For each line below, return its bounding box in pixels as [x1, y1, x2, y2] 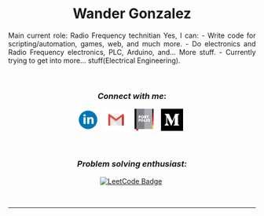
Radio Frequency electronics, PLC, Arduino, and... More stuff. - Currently [8, 47, 256, 57]
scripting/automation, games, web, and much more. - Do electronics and [8, 38, 256, 48]
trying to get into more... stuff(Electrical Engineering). [8, 56, 181, 65]
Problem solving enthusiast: [77, 159, 187, 170]
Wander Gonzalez [72, 5, 192, 23]
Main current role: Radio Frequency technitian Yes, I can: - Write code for [8, 31, 256, 40]
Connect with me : [97, 90, 167, 101]
